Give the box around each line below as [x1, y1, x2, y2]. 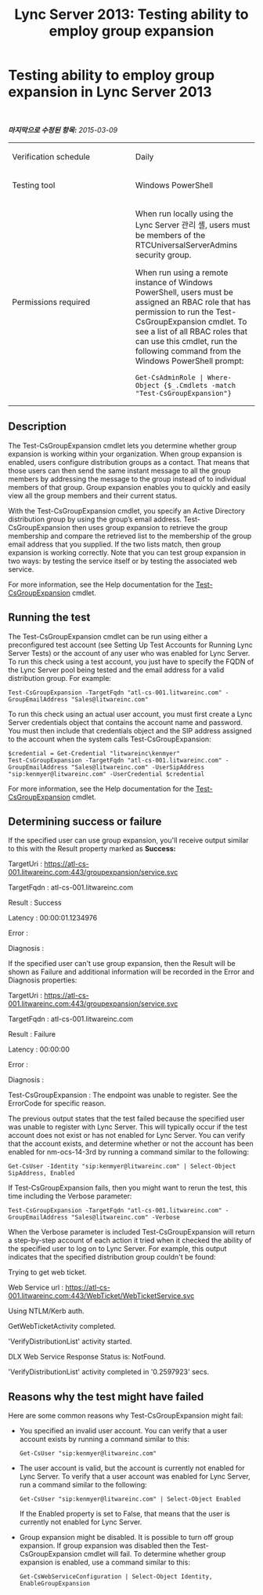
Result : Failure [8, 1030, 56, 1039]
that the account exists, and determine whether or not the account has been [8, 1139, 254, 1148]
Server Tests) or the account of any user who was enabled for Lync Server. [8, 648, 250, 657]
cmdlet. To [208, 316, 247, 327]
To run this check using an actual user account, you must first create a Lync [8, 709, 253, 719]
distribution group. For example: [8, 673, 112, 682]
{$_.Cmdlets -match [163, 381, 236, 390]
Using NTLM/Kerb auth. [8, 1306, 85, 1316]
